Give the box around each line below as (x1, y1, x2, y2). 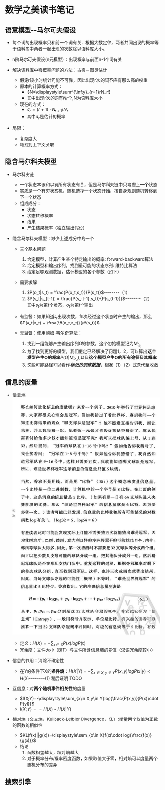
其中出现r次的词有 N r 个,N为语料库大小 (27, 95, 103, 101)
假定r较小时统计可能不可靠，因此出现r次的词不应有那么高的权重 (19, 77, 148, 83)
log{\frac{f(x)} (123, 732, 152, 738)
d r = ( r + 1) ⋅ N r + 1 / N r (27, 107, 69, 113)
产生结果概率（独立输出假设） (27, 225, 87, 231)
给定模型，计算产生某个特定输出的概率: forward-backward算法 (27, 256, 154, 262)
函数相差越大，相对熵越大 (27, 749, 79, 755)
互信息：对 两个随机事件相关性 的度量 (12, 685, 86, 691)
